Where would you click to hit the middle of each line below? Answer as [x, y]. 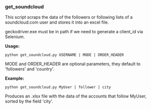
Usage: [13, 46]
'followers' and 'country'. [30, 69]
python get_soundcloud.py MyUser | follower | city [58, 87]
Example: [15, 79]
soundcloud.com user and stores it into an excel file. [57, 22]
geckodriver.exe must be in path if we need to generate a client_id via [74, 32]
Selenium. [15, 37]
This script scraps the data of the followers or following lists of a [69, 17]
